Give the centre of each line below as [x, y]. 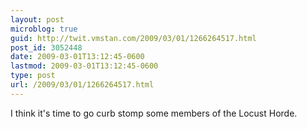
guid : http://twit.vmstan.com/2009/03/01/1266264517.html [133, 38]
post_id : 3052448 [46, 47]
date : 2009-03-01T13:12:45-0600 [77, 57]
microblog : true [44, 29]
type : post [33, 76]
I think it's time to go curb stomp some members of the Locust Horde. [154, 113]
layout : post [37, 19]
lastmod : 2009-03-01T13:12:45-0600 [84, 66]
